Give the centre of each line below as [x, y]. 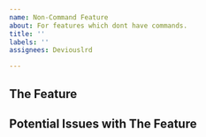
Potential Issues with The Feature [103, 123]
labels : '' [29, 42]
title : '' [27, 34]
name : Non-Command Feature [59, 17]
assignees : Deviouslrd [51, 50]
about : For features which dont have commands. [99, 26]
